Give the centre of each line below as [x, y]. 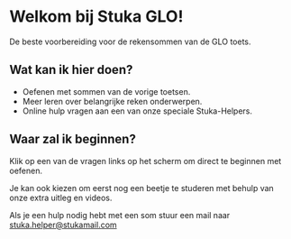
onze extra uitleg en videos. [61, 198]
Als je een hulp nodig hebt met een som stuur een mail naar [120, 215]
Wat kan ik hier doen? [71, 70]
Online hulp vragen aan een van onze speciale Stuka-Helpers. [137, 111]
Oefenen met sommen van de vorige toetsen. [106, 91]
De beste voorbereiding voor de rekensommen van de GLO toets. [130, 41]
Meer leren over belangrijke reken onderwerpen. [112, 101]
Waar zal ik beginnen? [73, 139]
